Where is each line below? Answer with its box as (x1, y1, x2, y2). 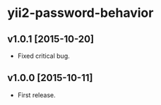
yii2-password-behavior (7, 5, 154, 21)
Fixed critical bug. (17, 51, 71, 60)
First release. (17, 90, 56, 99)
